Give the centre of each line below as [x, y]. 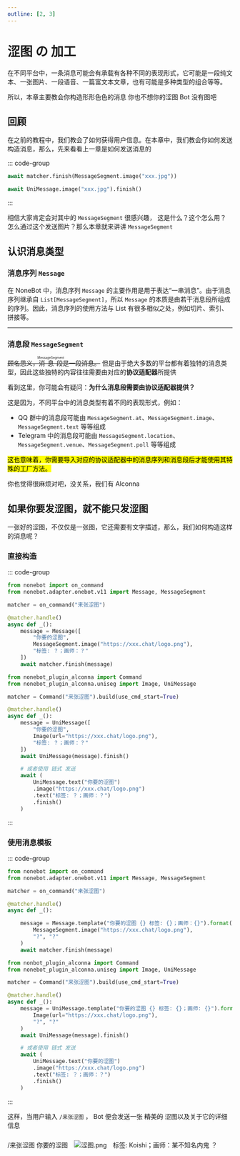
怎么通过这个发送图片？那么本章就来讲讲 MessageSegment [90, 226]
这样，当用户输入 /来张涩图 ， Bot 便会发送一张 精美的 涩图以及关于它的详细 [117, 1116]
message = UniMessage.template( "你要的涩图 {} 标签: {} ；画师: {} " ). [120, 1009]
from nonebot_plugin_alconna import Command [75, 677]
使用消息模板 [30, 842]
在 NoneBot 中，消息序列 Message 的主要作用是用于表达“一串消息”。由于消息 [119, 290]
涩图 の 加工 [42, 51]
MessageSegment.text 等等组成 [61, 427]
